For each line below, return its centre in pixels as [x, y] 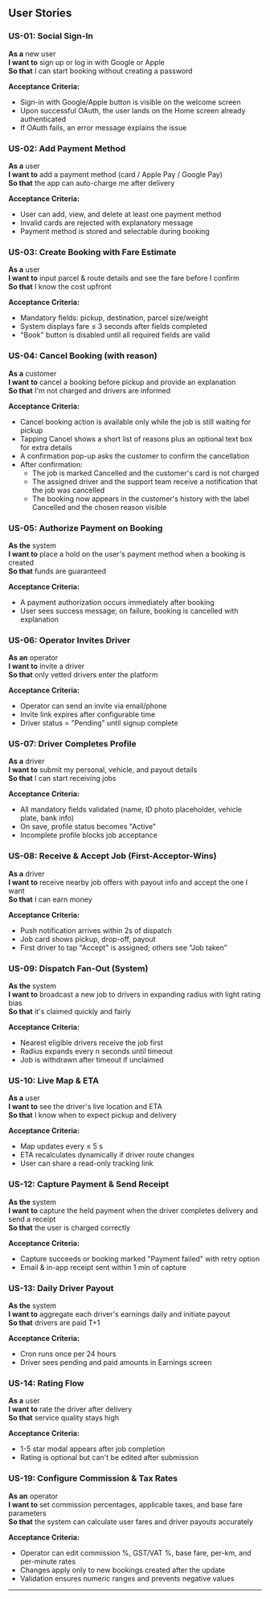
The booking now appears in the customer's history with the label [141, 499]
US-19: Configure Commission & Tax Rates [93, 1478]
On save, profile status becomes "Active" [88, 827]
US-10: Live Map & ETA [53, 1080]
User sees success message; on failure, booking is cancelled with [129, 610]
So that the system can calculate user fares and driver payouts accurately [131, 1521]
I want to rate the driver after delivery [70, 1409]
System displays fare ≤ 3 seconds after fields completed [113, 327]
